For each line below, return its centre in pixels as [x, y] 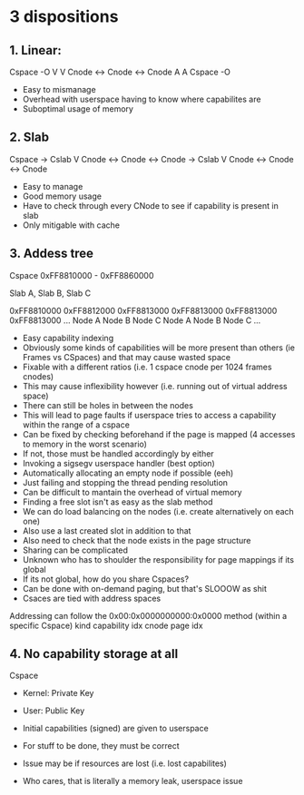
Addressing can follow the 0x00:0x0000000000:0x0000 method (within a [148, 615]
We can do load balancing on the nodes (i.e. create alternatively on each [158, 511]
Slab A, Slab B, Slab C [50, 293]
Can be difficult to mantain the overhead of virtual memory [132, 492]
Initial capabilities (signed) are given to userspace [115, 729]
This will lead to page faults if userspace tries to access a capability [149, 415]
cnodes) [38, 376]
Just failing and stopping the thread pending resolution [125, 482]
